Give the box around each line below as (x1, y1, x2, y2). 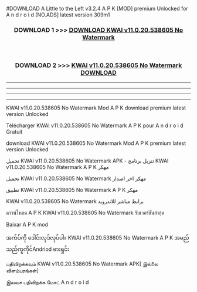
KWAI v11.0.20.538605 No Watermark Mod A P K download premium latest (6, 104, 186, 111)
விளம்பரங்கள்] (6, 267, 39, 274)
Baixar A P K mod (6, 221, 49, 228)
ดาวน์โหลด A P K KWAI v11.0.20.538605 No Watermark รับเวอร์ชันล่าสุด (6, 209, 165, 216)
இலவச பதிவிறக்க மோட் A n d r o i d (6, 278, 89, 286)
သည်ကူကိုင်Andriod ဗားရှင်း (6, 245, 70, 253)
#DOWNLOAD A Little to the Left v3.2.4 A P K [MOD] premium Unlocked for (6, 5, 189, 12)
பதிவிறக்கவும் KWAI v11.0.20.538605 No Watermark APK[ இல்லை (6, 260, 158, 267)
